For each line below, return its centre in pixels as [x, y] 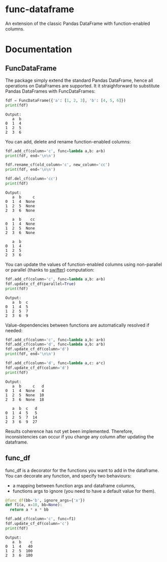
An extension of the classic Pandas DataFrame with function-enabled [78, 23]
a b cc [24, 219]
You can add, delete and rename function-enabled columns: [68, 141]
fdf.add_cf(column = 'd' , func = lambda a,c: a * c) [55, 363]
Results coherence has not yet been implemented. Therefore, [69, 431]
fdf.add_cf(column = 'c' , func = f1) [41, 519]
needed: [14, 330]
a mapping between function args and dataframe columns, [74, 485]
